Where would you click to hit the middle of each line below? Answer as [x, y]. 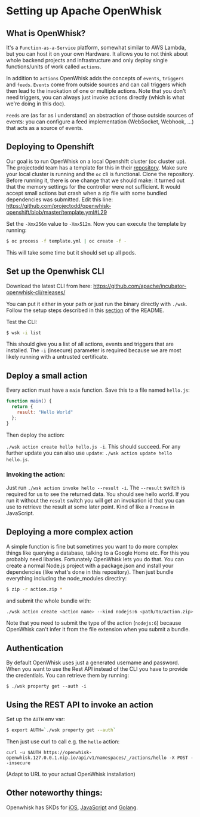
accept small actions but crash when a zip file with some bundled [87, 193]
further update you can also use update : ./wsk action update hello [89, 453]
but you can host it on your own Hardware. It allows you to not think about [97, 54]
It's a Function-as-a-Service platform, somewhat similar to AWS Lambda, [96, 47]
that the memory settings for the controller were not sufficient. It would [93, 186]
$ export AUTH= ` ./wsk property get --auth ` [61, 730]
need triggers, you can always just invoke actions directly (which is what [96, 97]
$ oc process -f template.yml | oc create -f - [67, 241]
